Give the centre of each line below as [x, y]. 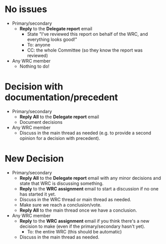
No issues [26, 9]
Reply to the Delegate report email [56, 28]
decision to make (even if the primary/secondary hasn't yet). [82, 226]
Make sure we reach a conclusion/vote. [61, 205]
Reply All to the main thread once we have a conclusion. [78, 210]
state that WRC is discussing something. [62, 183]
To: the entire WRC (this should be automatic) [74, 231]
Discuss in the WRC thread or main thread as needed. [75, 199]
